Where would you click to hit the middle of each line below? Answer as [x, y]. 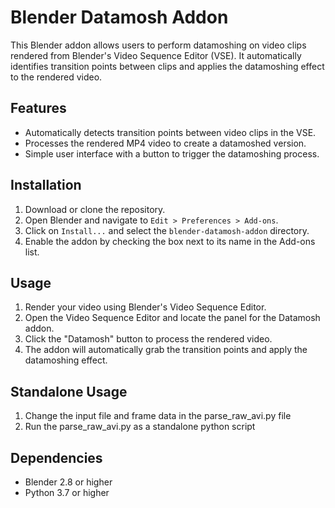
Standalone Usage [69, 391]
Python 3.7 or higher [67, 492]
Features [38, 108]
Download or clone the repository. [95, 209]
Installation [46, 185]
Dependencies [56, 457]
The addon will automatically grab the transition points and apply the [166, 350]
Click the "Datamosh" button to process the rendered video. [148, 339]
